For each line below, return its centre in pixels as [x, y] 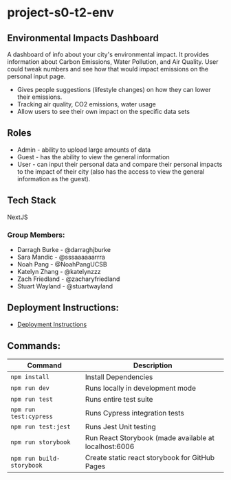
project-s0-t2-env [61, 13]
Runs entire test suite [119, 399]
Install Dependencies [119, 377]
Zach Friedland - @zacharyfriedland [68, 279]
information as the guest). [54, 179]
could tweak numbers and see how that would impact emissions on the [108, 69]
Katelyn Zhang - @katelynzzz [59, 271]
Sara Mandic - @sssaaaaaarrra [61, 257]
